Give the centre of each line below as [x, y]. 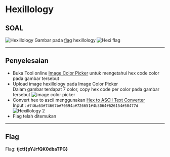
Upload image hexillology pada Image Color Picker [65, 84]
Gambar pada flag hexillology [65, 40]
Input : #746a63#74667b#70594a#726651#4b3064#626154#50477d [75, 105]
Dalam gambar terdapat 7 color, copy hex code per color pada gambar [86, 89]
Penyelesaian [27, 61]
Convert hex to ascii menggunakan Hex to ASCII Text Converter [79, 100]
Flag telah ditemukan [34, 116]
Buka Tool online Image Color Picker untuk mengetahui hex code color [86, 73]
